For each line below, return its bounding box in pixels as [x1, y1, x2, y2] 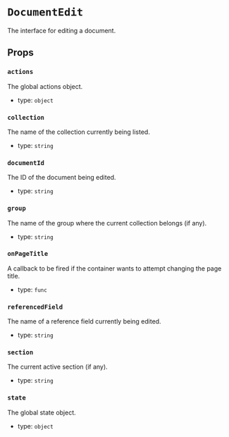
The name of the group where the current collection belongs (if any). [7, 218, 207, 227]
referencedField [7, 302, 63, 311]
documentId [7, 159, 44, 167]
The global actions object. [7, 82, 83, 90]
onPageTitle [7, 250, 49, 258]
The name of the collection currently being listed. [7, 128, 150, 136]
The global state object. [7, 408, 76, 417]
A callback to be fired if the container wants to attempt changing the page [7, 264, 222, 273]
